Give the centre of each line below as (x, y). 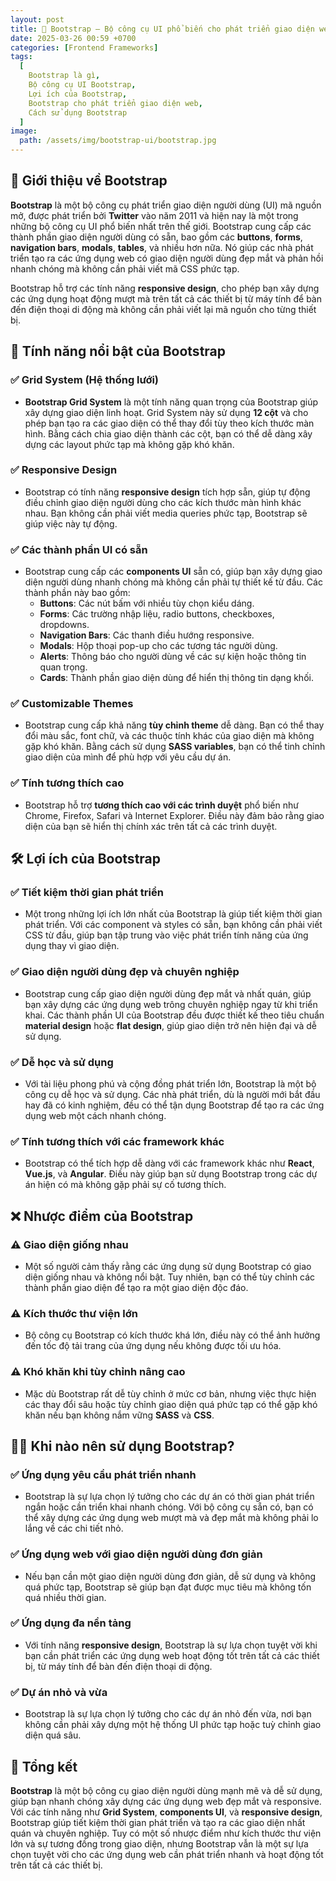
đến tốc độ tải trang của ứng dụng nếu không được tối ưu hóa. (153, 1346)
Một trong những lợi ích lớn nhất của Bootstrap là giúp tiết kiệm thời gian (173, 914)
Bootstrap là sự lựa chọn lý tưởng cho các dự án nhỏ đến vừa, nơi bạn (168, 1714)
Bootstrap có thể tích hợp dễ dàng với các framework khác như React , (169, 1163)
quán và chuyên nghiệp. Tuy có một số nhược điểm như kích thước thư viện (166, 1833)
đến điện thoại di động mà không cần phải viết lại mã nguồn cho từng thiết (163, 309)
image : (24, 131)
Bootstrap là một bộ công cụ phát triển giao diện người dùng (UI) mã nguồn (166, 205)
